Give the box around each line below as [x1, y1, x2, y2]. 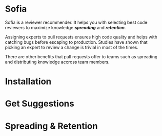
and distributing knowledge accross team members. [5, 59, 110, 65]
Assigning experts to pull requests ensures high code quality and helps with [5, 34, 158, 40]
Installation [5, 76, 52, 87]
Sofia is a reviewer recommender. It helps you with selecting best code [5, 19, 148, 25]
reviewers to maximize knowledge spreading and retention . [5, 24, 126, 30]
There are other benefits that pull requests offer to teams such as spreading [5, 53, 158, 59]
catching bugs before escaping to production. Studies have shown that [5, 39, 148, 45]
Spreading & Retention [5, 120, 98, 132]
